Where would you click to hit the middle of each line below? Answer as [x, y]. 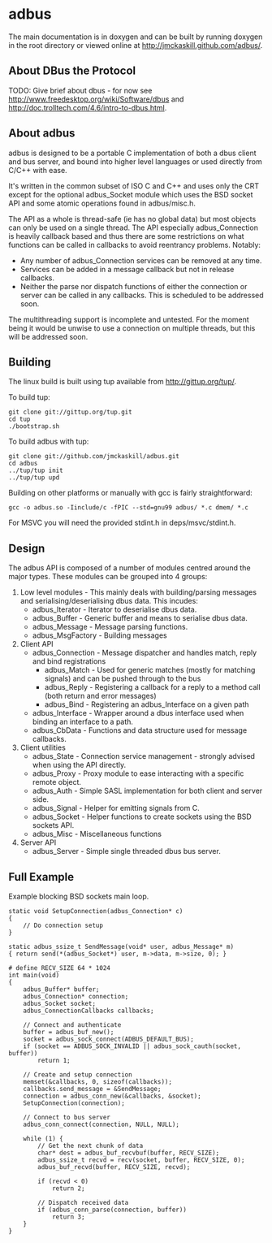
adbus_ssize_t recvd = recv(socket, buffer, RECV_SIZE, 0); [141, 1160]
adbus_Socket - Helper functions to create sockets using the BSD [142, 816]
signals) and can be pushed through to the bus [123, 678]
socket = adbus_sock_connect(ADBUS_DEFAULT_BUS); [109, 1039]
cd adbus [23, 464]
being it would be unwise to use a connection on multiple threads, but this [132, 328]
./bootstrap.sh [34, 427]
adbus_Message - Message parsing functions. [110, 627]
